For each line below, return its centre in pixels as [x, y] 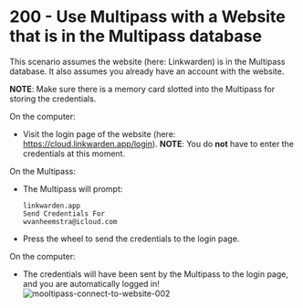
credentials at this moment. [74, 154]
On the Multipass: [42, 171]
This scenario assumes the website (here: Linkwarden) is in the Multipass [147, 61]
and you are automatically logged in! [91, 283]
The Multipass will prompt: [73, 188]
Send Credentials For [63, 213]
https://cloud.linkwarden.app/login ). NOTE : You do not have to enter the [158, 143]
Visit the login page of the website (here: [99, 133]
